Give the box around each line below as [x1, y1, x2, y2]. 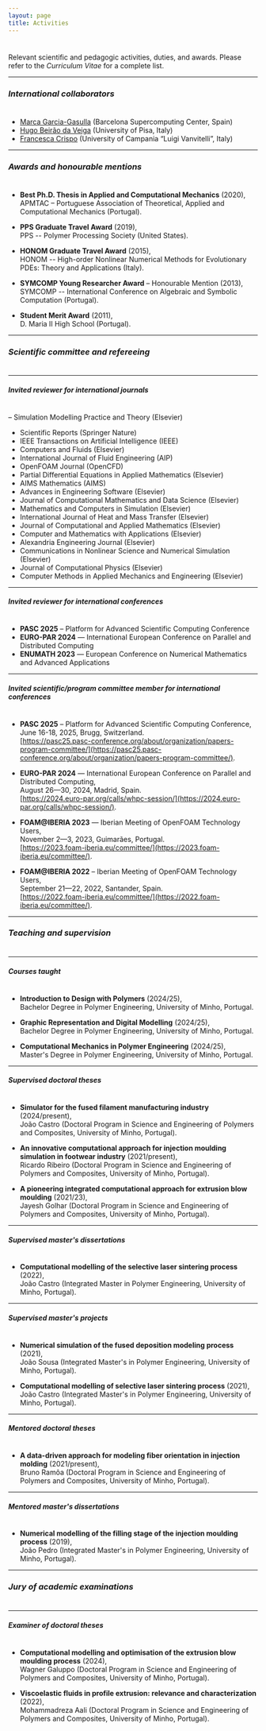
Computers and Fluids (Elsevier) [19, 444, 125, 454]
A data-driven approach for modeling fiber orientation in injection [19, 1451, 241, 1460]
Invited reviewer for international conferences [8, 597, 164, 606]
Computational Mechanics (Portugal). [19, 207, 142, 216]
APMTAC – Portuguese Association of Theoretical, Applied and [19, 198, 225, 207]
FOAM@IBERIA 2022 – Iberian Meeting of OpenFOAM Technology [19, 867, 237, 876]
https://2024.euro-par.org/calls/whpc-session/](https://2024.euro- [22, 794, 241, 803]
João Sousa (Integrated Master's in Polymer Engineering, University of [19, 1357, 251, 1366]
